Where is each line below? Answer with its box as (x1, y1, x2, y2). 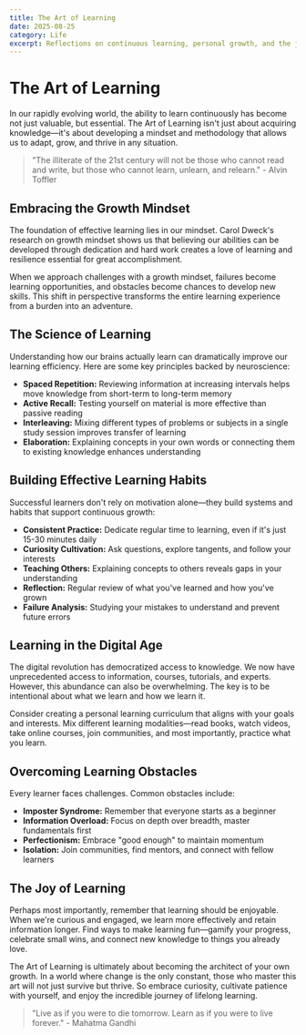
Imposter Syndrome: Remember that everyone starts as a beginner (22, 805, 277, 816)
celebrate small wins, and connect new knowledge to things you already (9, 934, 280, 945)
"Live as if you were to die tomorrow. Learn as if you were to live (31, 1008, 273, 1019)
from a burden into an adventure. (9, 301, 134, 311)
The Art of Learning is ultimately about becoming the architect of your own (9, 961, 290, 972)
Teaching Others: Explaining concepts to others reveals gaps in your (22, 562, 282, 574)
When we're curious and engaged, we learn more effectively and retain (9, 915, 276, 926)
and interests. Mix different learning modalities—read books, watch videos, (9, 718, 291, 729)
